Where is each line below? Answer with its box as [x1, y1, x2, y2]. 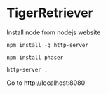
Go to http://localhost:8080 [6, 79, 86, 87]
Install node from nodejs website [6, 28, 101, 36]
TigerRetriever [6, 5, 94, 21]
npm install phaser [6, 54, 64, 61]
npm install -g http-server [6, 41, 89, 48]
